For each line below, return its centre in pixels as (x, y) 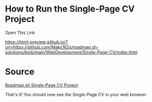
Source (20, 72)
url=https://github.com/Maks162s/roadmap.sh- (52, 47)
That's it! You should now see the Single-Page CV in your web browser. (76, 94)
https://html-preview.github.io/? (37, 42)
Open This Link (20, 32)
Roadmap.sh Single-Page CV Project (42, 85)
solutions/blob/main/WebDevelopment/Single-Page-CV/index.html (71, 52)
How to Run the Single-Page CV (70, 9)
